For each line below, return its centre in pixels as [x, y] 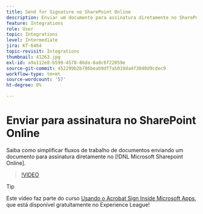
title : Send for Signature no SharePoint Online [69, 12]
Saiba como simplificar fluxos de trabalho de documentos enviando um [95, 150]
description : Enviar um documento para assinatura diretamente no [92, 18]
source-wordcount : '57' [36, 79]
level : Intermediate [32, 40]
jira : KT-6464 [24, 46]
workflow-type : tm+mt [34, 74]
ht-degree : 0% [24, 85]
